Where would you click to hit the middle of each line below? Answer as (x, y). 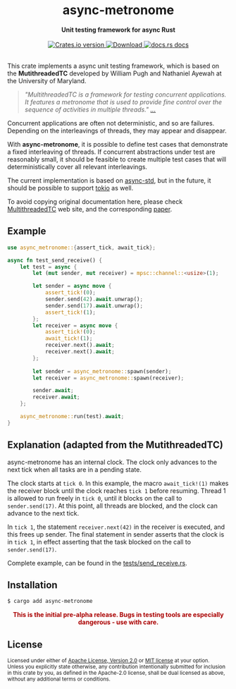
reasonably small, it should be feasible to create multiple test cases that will (117, 159)
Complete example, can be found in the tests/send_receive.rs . (98, 563)
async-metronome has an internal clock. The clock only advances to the (112, 462)
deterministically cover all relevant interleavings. (77, 166)
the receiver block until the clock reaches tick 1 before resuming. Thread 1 (117, 490)
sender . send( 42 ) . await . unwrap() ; (94, 299)
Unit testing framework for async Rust (118, 30)
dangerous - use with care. (118, 622)
